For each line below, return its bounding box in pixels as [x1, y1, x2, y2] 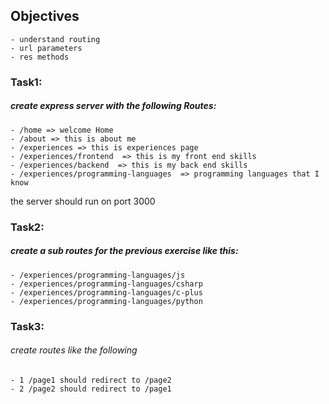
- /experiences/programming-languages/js [10, 270, 186, 280]
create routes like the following [10, 344, 138, 356]
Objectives [10, 8, 80, 25]
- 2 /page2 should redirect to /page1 [10, 384, 172, 394]
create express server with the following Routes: [10, 100, 217, 112]
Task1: [10, 75, 43, 89]
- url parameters [10, 43, 83, 53]
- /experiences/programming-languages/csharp [10, 279, 203, 289]
